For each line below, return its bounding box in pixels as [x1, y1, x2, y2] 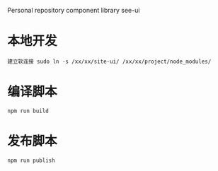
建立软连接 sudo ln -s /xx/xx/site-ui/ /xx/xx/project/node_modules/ [7, 58, 212, 65]
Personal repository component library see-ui [7, 6, 140, 14]
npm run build [7, 107, 50, 114]
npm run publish [7, 157, 55, 164]
